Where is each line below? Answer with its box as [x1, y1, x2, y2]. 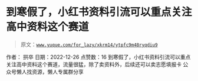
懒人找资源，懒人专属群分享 [16, 68, 84, 75]
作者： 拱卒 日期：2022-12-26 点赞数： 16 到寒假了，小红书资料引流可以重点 [6, 53, 191, 60]
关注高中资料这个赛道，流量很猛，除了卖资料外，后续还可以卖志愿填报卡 [6, 60, 181, 68]
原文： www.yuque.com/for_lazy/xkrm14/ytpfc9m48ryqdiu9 [20, 41, 158, 48]
